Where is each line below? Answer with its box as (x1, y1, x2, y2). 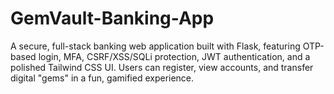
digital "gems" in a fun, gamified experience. (10, 72, 195, 84)
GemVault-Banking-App (10, 7, 215, 30)
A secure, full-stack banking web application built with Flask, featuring (10, 40, 301, 52)
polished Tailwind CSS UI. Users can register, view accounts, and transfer (10, 61, 314, 73)
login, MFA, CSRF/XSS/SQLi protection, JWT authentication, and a (38, 50, 311, 62)
